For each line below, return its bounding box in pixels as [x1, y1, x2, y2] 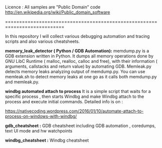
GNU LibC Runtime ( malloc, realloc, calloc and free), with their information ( [5, 58, 158, 64]
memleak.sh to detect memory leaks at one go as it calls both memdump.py [5, 74, 157, 79]
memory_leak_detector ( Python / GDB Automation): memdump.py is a [5, 48, 149, 54]
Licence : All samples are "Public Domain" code [5, 4, 101, 10]
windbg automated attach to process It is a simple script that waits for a [5, 89, 151, 94]
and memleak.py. [5, 79, 40, 85]
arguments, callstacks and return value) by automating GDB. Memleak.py [5, 63, 152, 69]
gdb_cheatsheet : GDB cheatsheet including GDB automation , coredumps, [5, 123, 156, 129]
